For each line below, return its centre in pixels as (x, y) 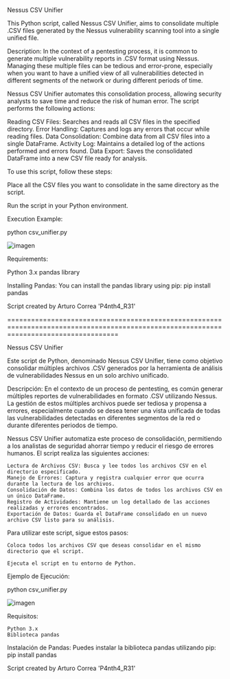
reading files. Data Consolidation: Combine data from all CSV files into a (109, 136)
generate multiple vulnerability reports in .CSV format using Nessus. (103, 58)
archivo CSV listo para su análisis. (61, 520)
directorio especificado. (44, 472)
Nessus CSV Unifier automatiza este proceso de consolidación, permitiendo (115, 439)
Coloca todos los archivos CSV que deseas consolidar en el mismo (104, 546)
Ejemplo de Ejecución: (38, 576)
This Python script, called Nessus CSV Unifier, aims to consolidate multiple (113, 23)
